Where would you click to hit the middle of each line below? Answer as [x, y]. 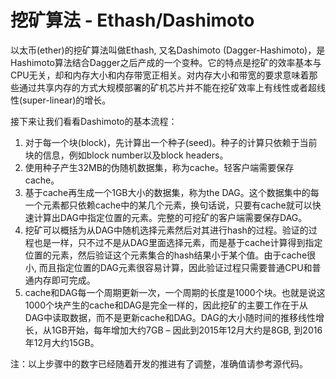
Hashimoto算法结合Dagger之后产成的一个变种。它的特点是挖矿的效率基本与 [166, 62]
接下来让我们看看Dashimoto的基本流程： [94, 121]
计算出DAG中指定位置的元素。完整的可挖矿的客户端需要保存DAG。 [170, 217]
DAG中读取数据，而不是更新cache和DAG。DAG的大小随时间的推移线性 [170, 317]
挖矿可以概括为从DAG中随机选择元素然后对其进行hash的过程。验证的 [166, 230]
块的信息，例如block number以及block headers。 [126, 155]
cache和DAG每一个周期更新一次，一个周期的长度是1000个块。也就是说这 [175, 292]
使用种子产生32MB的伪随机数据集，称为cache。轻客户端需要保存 [159, 167]
